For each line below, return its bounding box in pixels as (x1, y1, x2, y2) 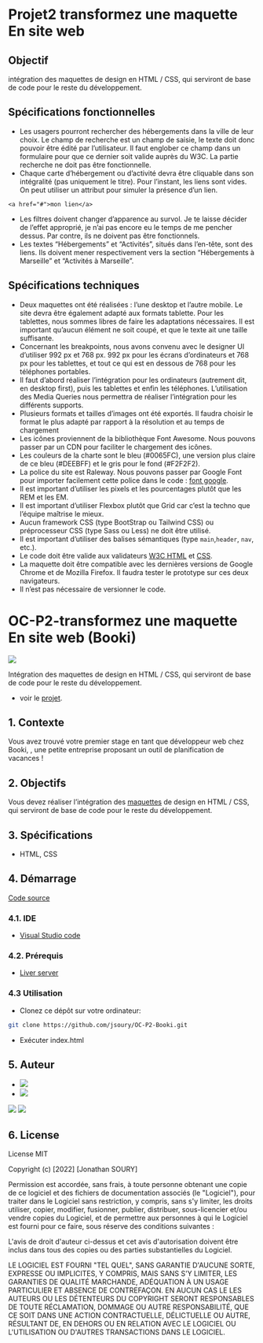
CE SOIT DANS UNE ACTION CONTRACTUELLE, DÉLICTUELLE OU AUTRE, (8, 1311, 251, 1320)
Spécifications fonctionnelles (8, 106, 155, 119)
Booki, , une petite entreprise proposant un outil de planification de (8, 745, 225, 755)
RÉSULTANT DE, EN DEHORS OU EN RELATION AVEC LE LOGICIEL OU (8, 1319, 237, 1329)
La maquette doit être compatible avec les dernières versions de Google (19, 559, 254, 569)
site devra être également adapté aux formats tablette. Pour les (19, 308, 224, 317)
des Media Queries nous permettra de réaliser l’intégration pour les (19, 391, 237, 401)
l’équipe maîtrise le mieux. (19, 509, 104, 518)
